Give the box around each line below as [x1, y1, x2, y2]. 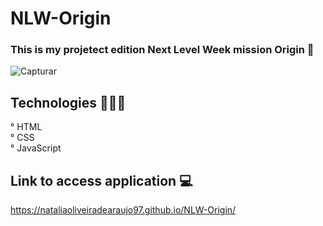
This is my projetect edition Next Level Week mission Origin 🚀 [10, 43, 315, 57]
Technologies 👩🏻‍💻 [10, 94, 127, 111]
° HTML [10, 121, 43, 133]
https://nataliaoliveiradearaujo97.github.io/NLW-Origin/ [10, 204, 237, 216]
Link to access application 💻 [10, 172, 193, 189]
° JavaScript [10, 142, 62, 154]
